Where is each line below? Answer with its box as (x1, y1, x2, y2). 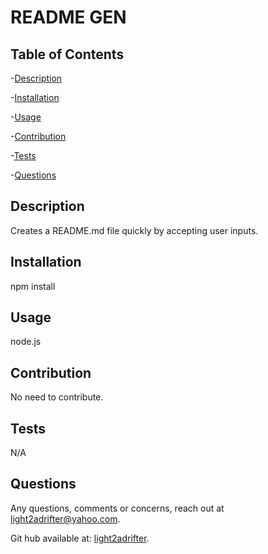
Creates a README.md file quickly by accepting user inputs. (10, 224, 259, 236)
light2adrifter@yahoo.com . (10, 512, 121, 525)
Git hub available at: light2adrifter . (10, 532, 150, 544)
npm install (10, 280, 56, 292)
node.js (10, 336, 42, 348)
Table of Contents (10, 46, 125, 63)
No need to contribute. (10, 391, 104, 403)
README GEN (10, 6, 127, 29)
